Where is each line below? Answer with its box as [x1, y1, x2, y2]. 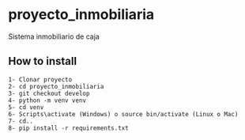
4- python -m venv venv [8, 96, 87, 104]
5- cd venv [8, 103, 44, 112]
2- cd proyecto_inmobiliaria [8, 82, 104, 90]
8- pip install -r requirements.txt [8, 124, 129, 132]
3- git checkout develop [8, 89, 90, 97]
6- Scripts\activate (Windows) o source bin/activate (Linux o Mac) [8, 110, 239, 118]
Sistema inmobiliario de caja [8, 32, 100, 41]
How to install [8, 55, 77, 68]
